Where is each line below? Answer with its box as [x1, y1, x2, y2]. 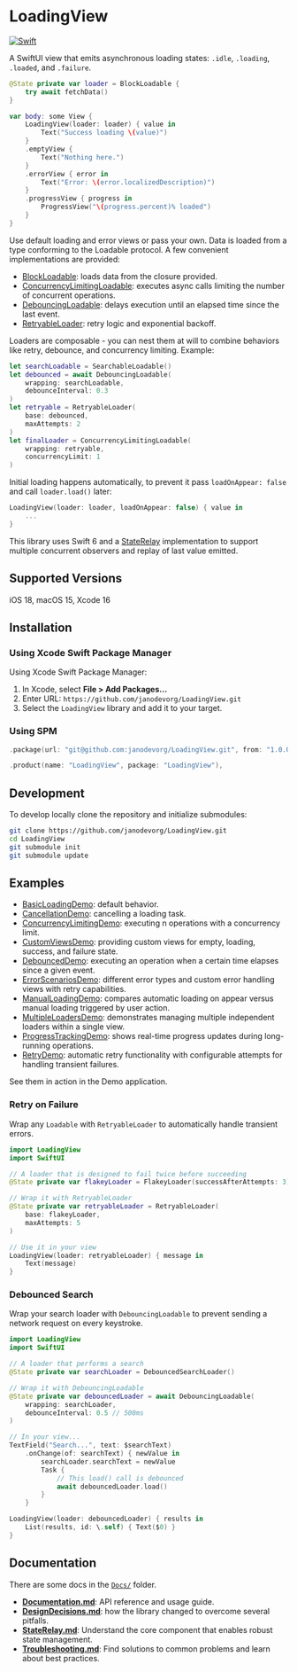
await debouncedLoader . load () [56, 1482, 168, 1491]
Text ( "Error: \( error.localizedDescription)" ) [41, 177, 216, 187]
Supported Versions [9, 571, 122, 586]
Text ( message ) [25, 1259, 77, 1269]
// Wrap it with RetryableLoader [9, 1194, 133, 1203]
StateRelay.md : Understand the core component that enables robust [21, 1624, 273, 1635]
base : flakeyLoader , [25, 1210, 101, 1220]
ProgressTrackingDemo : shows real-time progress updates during [21, 1031, 263, 1042]
